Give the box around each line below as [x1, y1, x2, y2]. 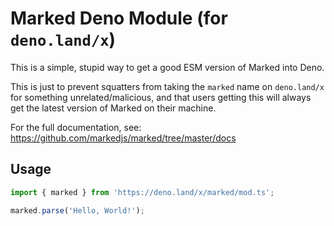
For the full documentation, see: [10, 121, 142, 133]
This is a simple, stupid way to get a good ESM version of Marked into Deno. [10, 61, 325, 73]
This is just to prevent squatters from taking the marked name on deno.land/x [10, 80, 325, 92]
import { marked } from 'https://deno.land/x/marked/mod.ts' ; [10, 187, 275, 197]
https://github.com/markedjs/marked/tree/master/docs [10, 132, 237, 144]
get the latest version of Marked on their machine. [10, 102, 217, 114]
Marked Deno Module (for [10, 7, 228, 30]
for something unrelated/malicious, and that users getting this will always [10, 91, 312, 103]
